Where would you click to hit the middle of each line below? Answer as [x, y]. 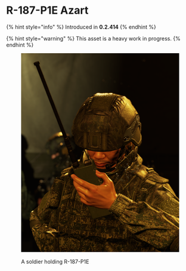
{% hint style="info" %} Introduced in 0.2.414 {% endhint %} [81, 27]
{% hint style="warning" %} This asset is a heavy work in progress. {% [93, 38]
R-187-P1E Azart [47, 10]
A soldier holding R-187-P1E [55, 262]
